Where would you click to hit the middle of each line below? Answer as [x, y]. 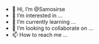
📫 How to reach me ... [40, 35]
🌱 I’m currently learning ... [44, 22]
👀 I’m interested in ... [37, 15]
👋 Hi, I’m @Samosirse [38, 9]
